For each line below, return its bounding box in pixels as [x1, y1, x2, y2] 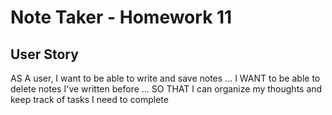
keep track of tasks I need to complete [10, 94, 169, 105]
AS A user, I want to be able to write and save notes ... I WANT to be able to [10, 72, 321, 84]
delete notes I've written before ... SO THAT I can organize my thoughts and [10, 83, 323, 95]
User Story [10, 46, 79, 63]
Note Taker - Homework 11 [10, 6, 233, 29]
